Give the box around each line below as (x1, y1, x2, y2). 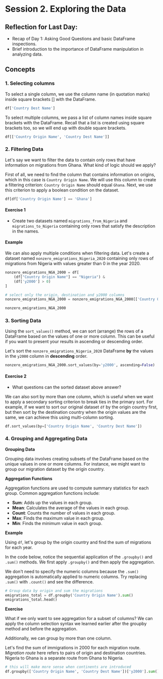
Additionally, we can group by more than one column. (5, 635, 112, 641)
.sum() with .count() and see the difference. (5, 579, 94, 584)
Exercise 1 (5, 207, 26, 213)
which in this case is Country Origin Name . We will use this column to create (5, 176, 156, 182)
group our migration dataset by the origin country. (5, 466, 105, 472)
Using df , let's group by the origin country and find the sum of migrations (5, 539, 151, 545)
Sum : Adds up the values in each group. (12, 500, 93, 505)
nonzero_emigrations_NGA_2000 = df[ (5, 270, 79, 275)
